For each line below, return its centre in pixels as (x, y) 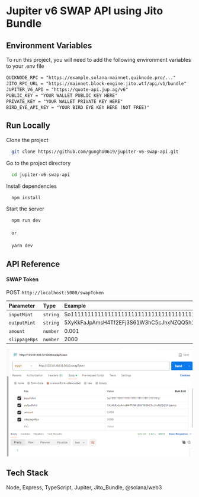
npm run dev (26, 221)
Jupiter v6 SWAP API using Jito (85, 11)
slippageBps (23, 339)
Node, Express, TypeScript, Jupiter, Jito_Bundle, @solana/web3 (84, 487)
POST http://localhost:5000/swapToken (55, 292)
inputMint (21, 315)
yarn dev (22, 246)
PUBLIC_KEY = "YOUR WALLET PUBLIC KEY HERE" (62, 96)
